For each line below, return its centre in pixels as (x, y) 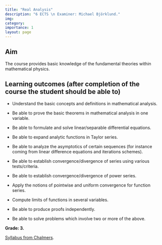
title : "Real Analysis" (29, 9)
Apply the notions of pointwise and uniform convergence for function (81, 185)
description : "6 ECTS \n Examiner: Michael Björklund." (63, 14)
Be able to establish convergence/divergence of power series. (74, 175)
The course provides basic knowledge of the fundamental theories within (78, 63)
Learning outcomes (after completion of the (72, 84)
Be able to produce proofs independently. (54, 209)
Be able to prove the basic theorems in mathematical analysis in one (80, 113)
